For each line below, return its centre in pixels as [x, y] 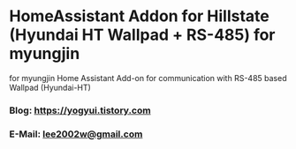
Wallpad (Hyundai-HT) [50, 87]
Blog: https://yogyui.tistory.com [80, 110]
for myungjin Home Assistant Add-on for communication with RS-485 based [148, 78]
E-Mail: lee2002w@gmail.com [76, 134]
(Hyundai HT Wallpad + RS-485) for [142, 35]
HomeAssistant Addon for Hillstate [139, 16]
